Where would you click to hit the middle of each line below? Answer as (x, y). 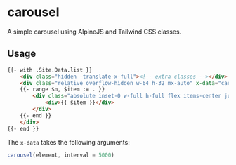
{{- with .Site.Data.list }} (50, 70)
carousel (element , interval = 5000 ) (61, 155)
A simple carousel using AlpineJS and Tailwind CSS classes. (94, 32)
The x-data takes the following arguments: (68, 142)
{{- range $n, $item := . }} (63, 90)
